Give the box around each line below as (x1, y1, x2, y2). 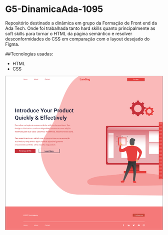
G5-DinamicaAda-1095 (5, 3, 103, 15)
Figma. (5, 41, 19, 47)
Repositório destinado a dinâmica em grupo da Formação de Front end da (5, 20, 157, 26)
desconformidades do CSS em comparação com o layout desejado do (5, 36, 150, 42)
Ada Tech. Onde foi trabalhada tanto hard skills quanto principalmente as (5, 25, 155, 31)
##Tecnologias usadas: (5, 51, 53, 57)
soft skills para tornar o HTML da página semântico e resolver (5, 30, 132, 36)
